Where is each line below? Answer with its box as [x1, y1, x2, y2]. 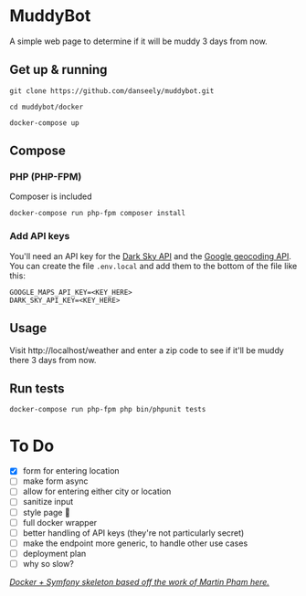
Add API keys [9, 230, 70, 243]
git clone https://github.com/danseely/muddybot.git [9, 86, 215, 96]
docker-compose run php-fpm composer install [9, 209, 185, 218]
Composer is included [9, 191, 92, 202]
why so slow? [22, 558, 75, 569]
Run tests [9, 381, 65, 396]
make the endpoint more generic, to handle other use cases [22, 538, 248, 549]
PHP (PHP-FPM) [9, 171, 82, 183]
